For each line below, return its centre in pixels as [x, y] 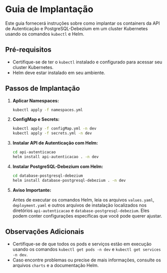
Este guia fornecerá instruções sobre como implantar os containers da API [82, 23]
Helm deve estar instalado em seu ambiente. [59, 73]
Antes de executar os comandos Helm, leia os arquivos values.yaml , [83, 199]
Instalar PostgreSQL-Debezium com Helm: [58, 166]
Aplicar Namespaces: [36, 100]
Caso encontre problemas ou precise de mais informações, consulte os [87, 260]
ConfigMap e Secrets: [36, 119]
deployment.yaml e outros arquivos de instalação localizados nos [80, 205]
